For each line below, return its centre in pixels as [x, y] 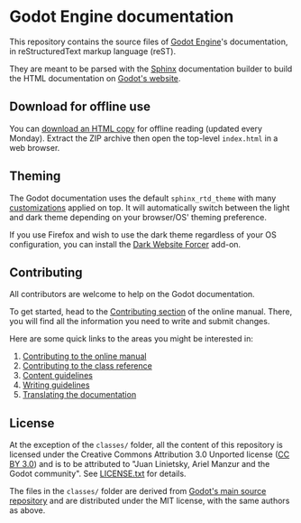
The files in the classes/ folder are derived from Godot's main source [138, 491]
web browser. [35, 147]
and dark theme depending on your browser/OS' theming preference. [138, 217]
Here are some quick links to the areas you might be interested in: [132, 339]
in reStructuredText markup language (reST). [93, 51]
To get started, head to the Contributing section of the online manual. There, [151, 312]
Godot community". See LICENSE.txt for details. [98, 474]
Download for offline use [80, 107]
